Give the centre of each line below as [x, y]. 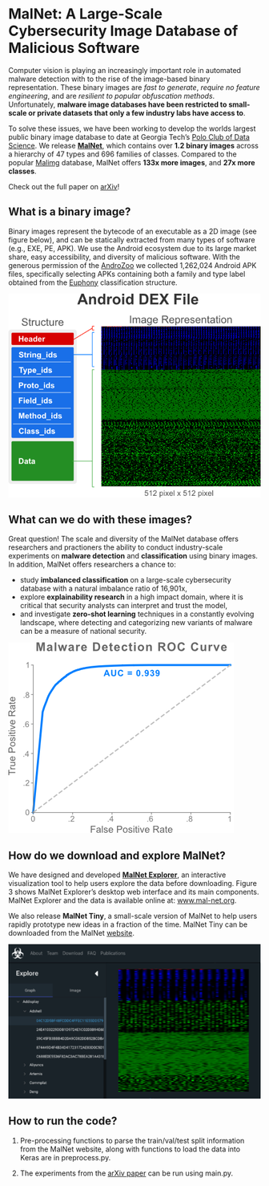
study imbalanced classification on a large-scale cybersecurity [126, 580]
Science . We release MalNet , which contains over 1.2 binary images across [133, 145]
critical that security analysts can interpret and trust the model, [124, 606]
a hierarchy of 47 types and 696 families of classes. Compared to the [123, 154]
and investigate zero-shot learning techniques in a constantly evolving [137, 614]
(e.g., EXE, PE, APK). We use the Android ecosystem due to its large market [132, 248]
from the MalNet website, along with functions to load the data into [130, 1149]
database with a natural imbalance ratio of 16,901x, [104, 589]
